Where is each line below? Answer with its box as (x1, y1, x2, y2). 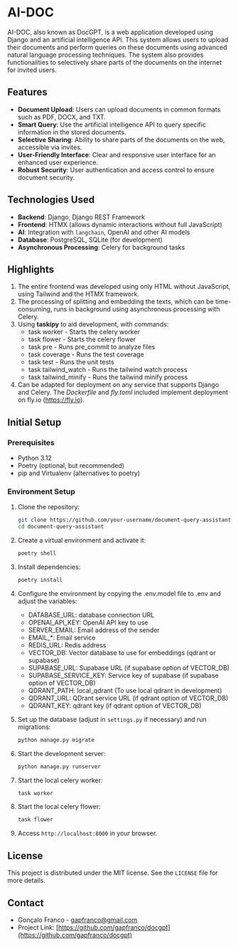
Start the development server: (17, 749, 106, 758)
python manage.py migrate (17, 736, 94, 743)
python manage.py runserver (17, 762, 101, 770)
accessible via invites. (17, 143, 82, 152)
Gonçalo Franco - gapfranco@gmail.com (17, 915, 138, 924)
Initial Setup (7, 416, 62, 428)
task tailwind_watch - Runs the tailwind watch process (28, 366, 188, 374)
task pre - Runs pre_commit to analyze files (28, 343, 156, 351)
